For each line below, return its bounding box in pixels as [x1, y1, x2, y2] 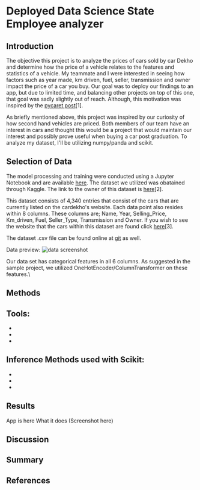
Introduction [6, 41, 54, 51]
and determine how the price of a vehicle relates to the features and [6, 63, 175, 71]
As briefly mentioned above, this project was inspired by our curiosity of [6, 113, 185, 121]
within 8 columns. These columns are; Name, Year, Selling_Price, [6, 210, 167, 217]
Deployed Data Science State [6, 4, 154, 18]
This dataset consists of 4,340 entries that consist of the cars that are [6, 197, 179, 204]
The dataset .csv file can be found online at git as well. [6, 234, 141, 242]
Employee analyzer [6, 17, 104, 31]
